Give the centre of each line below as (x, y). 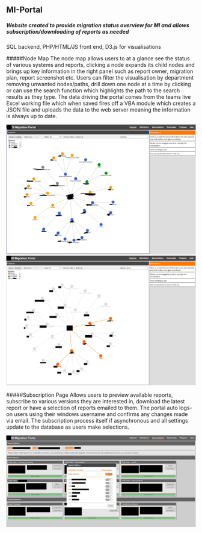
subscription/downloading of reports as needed (68, 31)
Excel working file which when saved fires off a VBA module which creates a (101, 103)
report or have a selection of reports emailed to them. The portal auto (92, 408)
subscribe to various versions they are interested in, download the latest (96, 401)
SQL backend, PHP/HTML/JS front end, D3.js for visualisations (84, 47)
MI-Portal (25, 10)
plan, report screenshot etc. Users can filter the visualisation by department (100, 78)
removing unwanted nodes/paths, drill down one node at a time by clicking (99, 84)
